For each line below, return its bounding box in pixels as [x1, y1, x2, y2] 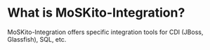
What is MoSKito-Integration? [7, 5, 185, 21]
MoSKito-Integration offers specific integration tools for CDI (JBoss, [7, 28, 204, 36]
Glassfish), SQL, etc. [7, 35, 67, 43]
